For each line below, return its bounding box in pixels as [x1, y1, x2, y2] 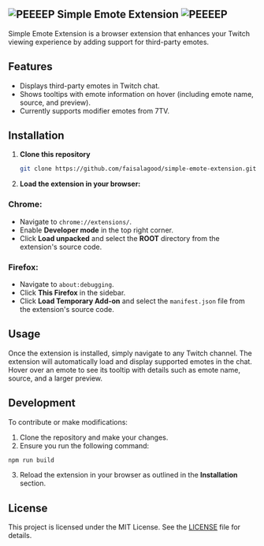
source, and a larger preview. [8, 373, 103, 383]
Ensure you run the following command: [19, 440, 150, 450]
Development [8, 396, 76, 410]
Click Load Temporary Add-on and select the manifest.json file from [19, 296, 246, 306]
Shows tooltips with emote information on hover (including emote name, [19, 89, 254, 98]
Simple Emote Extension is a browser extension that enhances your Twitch [8, 28, 251, 38]
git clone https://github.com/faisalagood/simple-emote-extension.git [19, 165, 257, 173]
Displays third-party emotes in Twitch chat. [19, 80, 160, 91]
